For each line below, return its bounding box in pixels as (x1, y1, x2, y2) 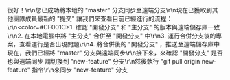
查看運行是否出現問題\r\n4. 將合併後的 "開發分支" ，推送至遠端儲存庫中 (19, 40, 220, 48)
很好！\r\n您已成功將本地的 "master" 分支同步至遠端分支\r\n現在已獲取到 (7, 6, 213, 14)
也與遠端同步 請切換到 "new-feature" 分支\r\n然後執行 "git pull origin (7, 57, 200, 65)
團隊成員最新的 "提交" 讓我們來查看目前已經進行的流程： (12, 14, 173, 23)
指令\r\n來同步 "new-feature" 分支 (32, 66, 128, 74)
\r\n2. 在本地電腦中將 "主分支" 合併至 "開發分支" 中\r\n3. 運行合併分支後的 (7, 31, 216, 40)
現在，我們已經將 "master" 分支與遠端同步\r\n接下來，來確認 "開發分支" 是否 (7, 49, 223, 57)
